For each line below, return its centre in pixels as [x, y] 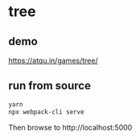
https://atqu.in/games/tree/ [53, 60]
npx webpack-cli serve [46, 112]
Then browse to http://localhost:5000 [70, 127]
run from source [49, 86]
